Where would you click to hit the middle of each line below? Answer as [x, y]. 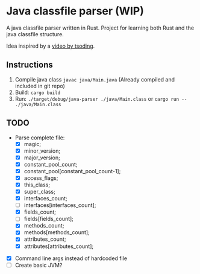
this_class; [37, 185]
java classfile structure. [35, 34]
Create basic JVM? [39, 265]
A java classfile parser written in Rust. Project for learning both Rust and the [100, 28]
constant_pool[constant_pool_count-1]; [72, 171]
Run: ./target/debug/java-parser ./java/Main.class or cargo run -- [101, 98]
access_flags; [41, 178]
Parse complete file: [40, 138]
